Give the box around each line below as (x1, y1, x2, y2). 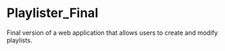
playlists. (6, 35, 33, 44)
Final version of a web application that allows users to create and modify (6, 28, 219, 37)
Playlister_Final (6, 5, 98, 21)
